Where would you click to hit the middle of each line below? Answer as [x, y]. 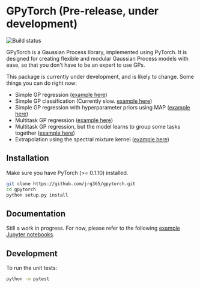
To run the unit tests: [32, 268]
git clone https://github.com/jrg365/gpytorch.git [71, 184]
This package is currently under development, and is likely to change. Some [100, 76]
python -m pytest [28, 279]
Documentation [36, 214]
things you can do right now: [41, 83]
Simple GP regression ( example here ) [61, 94]
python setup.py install [37, 195]
